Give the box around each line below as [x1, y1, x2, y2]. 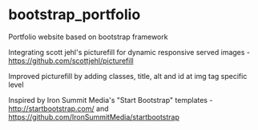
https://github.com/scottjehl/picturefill [8, 56, 134, 65]
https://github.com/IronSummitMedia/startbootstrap [8, 112, 180, 121]
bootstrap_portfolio [8, 6, 141, 24]
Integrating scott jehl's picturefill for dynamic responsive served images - [8, 47, 251, 57]
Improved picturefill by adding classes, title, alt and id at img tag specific [8, 71, 248, 81]
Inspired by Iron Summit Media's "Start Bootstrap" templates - [8, 95, 213, 104]
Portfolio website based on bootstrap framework [8, 32, 168, 41]
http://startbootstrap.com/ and [8, 104, 109, 113]
